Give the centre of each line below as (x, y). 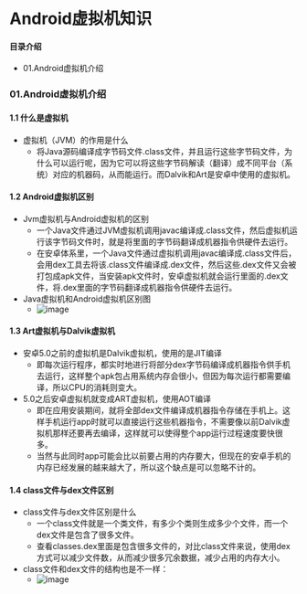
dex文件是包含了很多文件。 (87, 535)
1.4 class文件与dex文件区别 (62, 490)
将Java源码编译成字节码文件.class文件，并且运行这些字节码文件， (160, 151)
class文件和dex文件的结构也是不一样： (95, 569)
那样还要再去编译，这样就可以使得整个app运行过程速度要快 (164, 433)
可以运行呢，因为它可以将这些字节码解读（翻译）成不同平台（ (169, 163)
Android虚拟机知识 (81, 19)
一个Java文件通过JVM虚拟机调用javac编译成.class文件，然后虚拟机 (163, 230)
